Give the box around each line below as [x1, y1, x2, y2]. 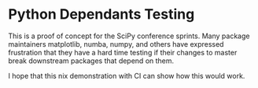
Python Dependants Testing [8, 5, 195, 23]
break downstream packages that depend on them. [8, 56, 175, 65]
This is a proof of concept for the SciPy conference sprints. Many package [8, 31, 250, 40]
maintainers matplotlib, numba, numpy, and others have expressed [8, 39, 224, 48]
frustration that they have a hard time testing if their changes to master [8, 48, 238, 57]
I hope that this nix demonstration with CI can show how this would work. [8, 71, 245, 80]
